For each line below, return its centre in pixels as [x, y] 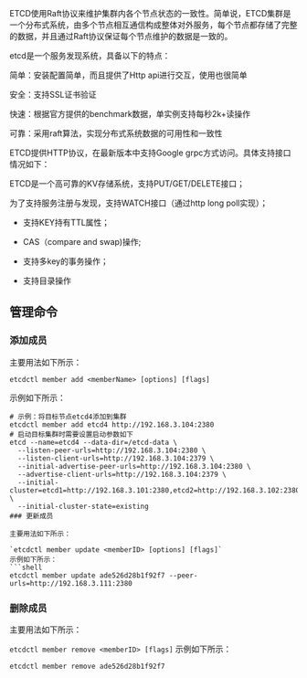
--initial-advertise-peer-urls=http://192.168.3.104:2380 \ [134, 466]
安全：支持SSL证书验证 [53, 95]
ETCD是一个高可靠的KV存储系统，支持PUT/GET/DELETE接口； [127, 184]
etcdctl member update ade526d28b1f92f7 [88, 575]
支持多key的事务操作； [65, 261]
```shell [26, 567]
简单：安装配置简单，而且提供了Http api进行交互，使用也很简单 [129, 75]
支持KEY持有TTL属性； [66, 222]
